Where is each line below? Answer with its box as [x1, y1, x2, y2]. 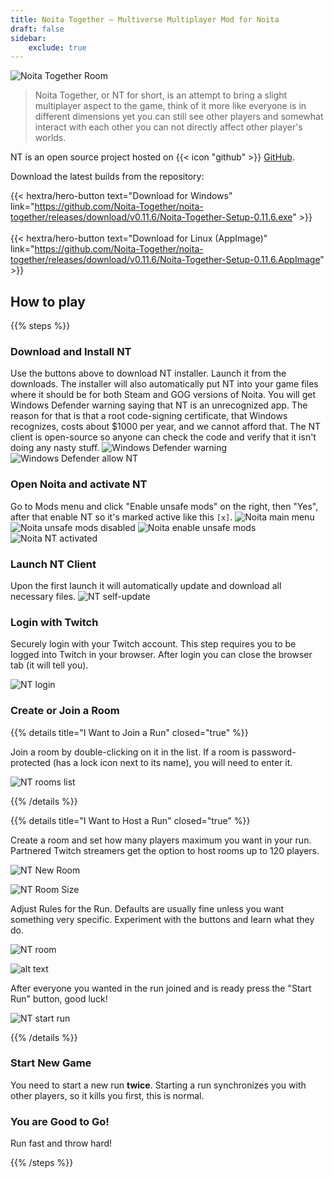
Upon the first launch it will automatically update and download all [10, 579, 282, 591]
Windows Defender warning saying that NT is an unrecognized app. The [10, 399, 308, 411]
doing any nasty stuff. [10, 442, 100, 454]
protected [10, 756, 51, 768]
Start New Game [10, 1056, 92, 1070]
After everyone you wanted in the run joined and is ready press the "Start [10, 982, 312, 994]
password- [251, 746, 297, 758]
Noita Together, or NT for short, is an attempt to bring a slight [34, 89, 288, 101]
